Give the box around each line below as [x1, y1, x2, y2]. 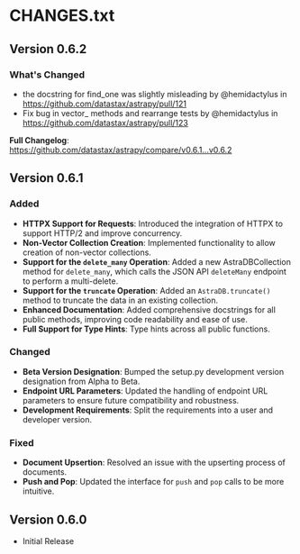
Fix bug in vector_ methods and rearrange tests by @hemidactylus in [22, 107, 278, 118]
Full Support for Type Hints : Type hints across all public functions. [22, 323, 270, 334]
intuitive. [22, 486, 55, 496]
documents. [22, 467, 68, 477]
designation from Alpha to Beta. [22, 376, 141, 386]
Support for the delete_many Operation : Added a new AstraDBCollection [22, 256, 291, 267]
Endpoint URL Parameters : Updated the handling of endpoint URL [22, 385, 268, 396]
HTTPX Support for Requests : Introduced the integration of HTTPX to [22, 218, 284, 229]
